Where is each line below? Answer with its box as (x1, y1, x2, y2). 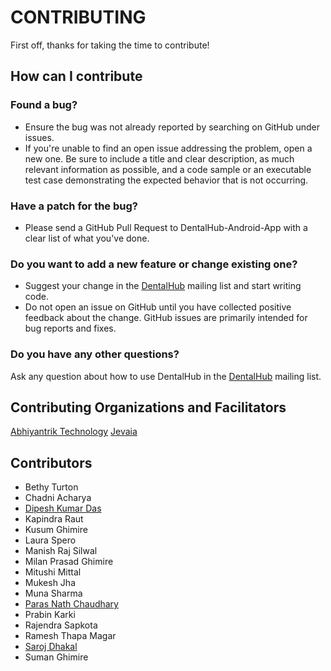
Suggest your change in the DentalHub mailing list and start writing (24, 280, 302, 292)
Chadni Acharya (24, 492, 92, 504)
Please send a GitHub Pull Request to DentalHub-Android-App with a (24, 221, 308, 233)
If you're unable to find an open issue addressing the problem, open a (24, 142, 313, 154)
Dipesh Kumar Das (24, 502, 102, 515)
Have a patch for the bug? (10, 199, 138, 213)
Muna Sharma (24, 587, 83, 600)
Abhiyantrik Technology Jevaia (10, 426, 138, 438)
